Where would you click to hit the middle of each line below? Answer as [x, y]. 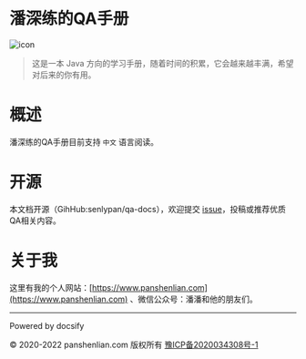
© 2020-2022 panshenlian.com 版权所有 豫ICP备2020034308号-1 [134, 344]
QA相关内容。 [35, 221]
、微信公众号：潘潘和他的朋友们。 [194, 299]
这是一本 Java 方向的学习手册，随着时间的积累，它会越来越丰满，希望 [163, 63]
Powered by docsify [47, 325]
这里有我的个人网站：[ [51, 287]
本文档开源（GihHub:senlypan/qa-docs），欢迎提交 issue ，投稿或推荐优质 [148, 209]
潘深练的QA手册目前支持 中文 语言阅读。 [84, 141]
